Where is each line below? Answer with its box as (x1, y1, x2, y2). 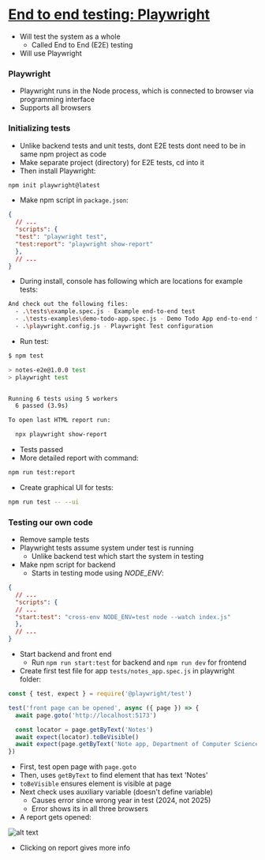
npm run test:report (8, 469, 77, 477)
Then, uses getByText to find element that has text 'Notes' (19, 771, 208, 780)
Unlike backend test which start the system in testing (31, 552, 204, 561)
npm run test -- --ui (8, 498, 80, 506)
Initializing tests (8, 123, 71, 134)
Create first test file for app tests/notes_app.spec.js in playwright (19, 666, 235, 676)
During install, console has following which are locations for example (19, 277, 243, 286)
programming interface (19, 95, 95, 104)
